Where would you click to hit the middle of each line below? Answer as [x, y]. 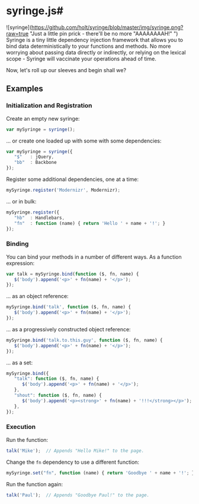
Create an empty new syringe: [43, 118]
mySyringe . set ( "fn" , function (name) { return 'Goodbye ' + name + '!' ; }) [102, 473]
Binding [17, 244]
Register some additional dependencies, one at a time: [73, 179]
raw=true [17, 33]
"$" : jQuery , [34, 157]
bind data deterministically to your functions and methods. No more [89, 46]
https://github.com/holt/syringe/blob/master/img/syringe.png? [107, 27]
